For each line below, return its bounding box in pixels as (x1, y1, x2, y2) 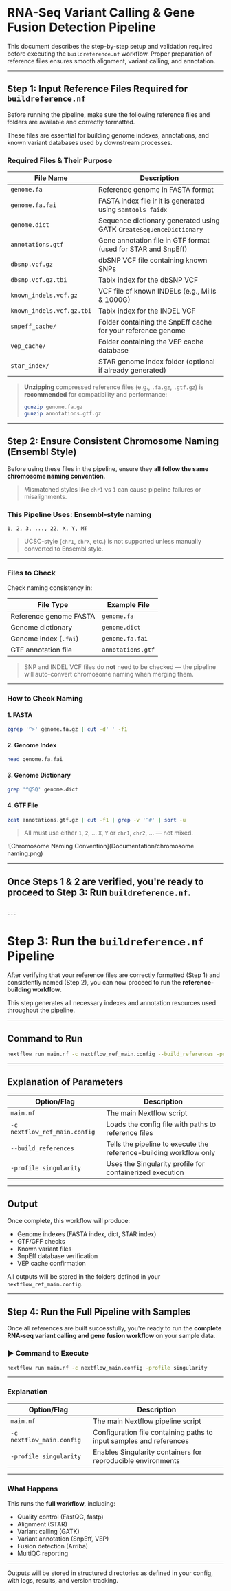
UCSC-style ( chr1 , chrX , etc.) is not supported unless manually (23, 537, 201, 545)
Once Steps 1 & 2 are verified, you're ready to (7, 875, 204, 888)
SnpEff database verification (16, 1251, 98, 1260)
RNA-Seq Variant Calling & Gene (7, 5, 195, 21)
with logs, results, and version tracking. (7, 1577, 119, 1585)
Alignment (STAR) (16, 1520, 67, 1528)
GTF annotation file (10, 645, 72, 655)
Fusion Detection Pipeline (7, 19, 156, 35)
